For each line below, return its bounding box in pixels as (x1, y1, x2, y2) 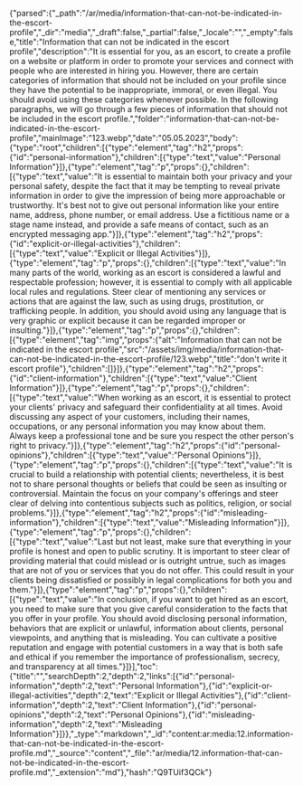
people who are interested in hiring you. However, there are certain (9, 65, 260, 76)
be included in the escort (9, 113, 102, 124)
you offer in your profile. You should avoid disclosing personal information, (9, 613, 288, 623)
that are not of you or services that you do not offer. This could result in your (9, 565, 295, 575)
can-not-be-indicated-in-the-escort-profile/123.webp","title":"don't (9, 354, 260, 365)
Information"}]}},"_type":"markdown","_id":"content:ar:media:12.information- (9, 728, 294, 739)
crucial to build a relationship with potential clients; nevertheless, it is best (9, 469, 285, 479)
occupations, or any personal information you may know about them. (9, 421, 267, 431)
